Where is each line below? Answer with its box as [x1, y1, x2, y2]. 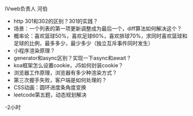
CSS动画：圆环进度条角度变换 [13, 84, 86, 91]
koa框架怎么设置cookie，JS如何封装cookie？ [13, 62, 124, 69]
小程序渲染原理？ [13, 47, 55, 54]
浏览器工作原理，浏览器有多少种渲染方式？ [13, 69, 117, 76]
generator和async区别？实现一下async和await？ [13, 55, 132, 61]
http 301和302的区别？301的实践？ [13, 18, 99, 25]
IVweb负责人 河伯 [5, 5, 48, 12]
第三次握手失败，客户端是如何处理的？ [13, 77, 107, 84]
